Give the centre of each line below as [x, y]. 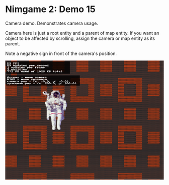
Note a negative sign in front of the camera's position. [61, 53]
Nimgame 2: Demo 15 [50, 9]
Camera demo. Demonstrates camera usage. [52, 23]
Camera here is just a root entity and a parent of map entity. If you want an [82, 33]
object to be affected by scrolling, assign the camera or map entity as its [80, 38]
